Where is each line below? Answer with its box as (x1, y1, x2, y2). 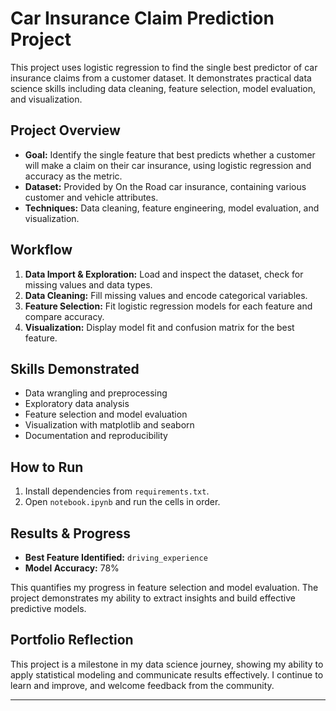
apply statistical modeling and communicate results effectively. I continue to (10, 668, 324, 681)
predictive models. (10, 603, 87, 614)
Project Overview (10, 122, 121, 139)
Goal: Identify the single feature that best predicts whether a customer (24, 148, 316, 161)
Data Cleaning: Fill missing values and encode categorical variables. (24, 289, 308, 301)
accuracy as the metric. (24, 170, 123, 182)
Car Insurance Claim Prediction (10, 7, 275, 30)
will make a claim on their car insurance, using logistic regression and (24, 159, 312, 171)
